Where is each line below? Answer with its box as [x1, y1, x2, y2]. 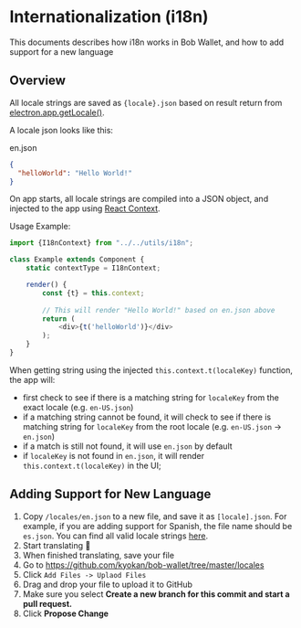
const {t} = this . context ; [42, 288, 145, 298]
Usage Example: [9, 221, 71, 232]
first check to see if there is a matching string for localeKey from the [22, 391, 280, 403]
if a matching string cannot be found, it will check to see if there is [22, 411, 272, 422]
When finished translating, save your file [22, 549, 175, 560]
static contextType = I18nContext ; [26, 263, 161, 273]
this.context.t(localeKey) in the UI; [22, 460, 161, 471]
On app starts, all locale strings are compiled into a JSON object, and [9, 194, 269, 205]
